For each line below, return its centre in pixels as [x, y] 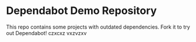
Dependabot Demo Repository [82, 11]
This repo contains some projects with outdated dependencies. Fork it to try [98, 27]
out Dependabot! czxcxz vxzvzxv [46, 33]
